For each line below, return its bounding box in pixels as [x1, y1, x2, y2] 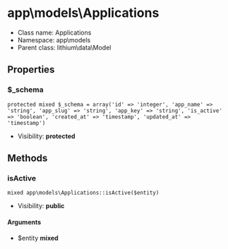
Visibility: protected [17, 132, 76, 140]
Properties [7, 63, 55, 75]
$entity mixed [17, 233, 59, 242]
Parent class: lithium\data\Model [17, 43, 112, 51]
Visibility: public [17, 202, 65, 210]
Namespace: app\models [17, 35, 91, 44]
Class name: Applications [17, 28, 92, 37]
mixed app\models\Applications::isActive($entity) [7, 189, 160, 197]
